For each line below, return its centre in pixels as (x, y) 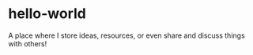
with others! (28, 43)
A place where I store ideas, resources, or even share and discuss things (126, 35)
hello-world (47, 14)
